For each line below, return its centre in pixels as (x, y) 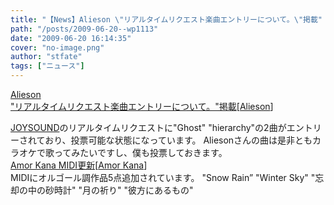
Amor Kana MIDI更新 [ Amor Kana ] (79, 165)
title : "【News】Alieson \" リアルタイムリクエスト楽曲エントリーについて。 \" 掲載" (166, 19)
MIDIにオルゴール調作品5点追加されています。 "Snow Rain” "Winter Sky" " (163, 177)
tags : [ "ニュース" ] (47, 66)
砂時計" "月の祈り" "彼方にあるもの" (119, 190)
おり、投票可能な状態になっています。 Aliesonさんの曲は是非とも (178, 140)
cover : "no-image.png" (57, 47)
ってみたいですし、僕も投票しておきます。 (140, 152)
